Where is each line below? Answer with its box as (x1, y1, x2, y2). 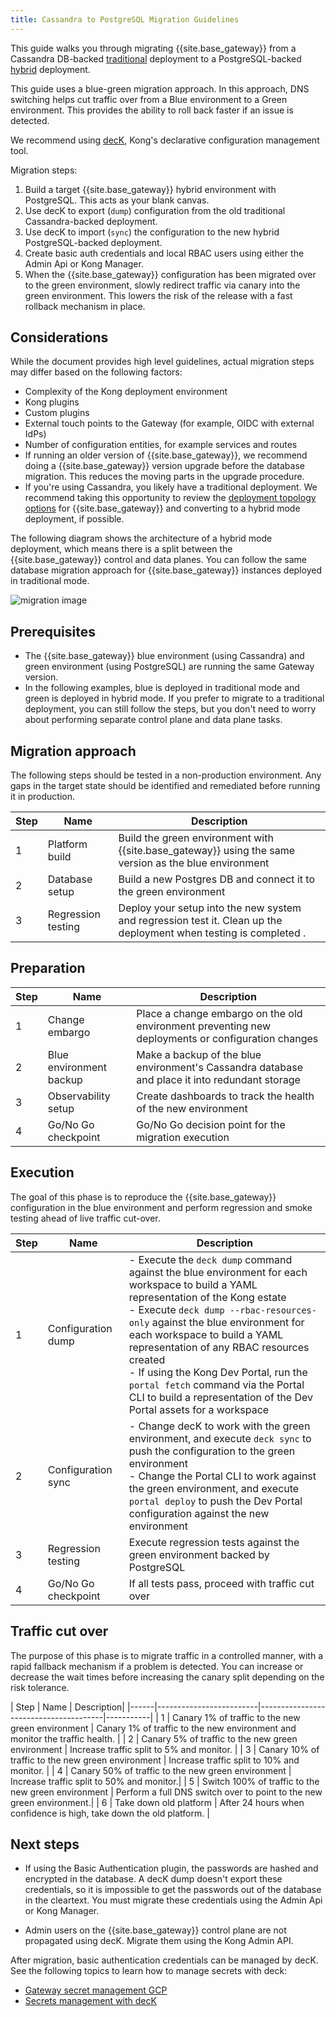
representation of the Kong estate (128, 1290, 287, 1304)
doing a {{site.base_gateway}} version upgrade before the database (24, 460, 305, 472)
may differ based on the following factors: (10, 366, 183, 378)
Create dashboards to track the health (136, 1089, 315, 1103)
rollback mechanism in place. (24, 300, 146, 312)
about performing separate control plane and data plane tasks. (24, 714, 283, 726)
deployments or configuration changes (136, 1031, 319, 1045)
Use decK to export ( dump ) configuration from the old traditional (24, 204, 286, 216)
